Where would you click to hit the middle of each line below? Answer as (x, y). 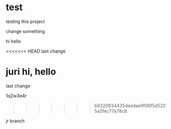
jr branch (15, 121)
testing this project (25, 21)
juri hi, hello (31, 72)
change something (25, 31)
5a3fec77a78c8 (111, 111)
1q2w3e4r (16, 95)
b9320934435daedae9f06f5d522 (130, 106)
